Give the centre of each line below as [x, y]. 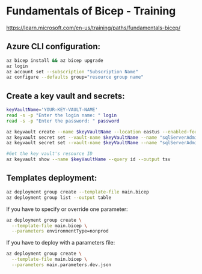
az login [17, 66]
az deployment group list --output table [59, 197]
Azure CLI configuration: [54, 47]
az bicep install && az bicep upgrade [55, 60]
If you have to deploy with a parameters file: [61, 243]
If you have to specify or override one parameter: [67, 209]
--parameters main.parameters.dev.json [62, 265]
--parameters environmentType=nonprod [60, 231]
